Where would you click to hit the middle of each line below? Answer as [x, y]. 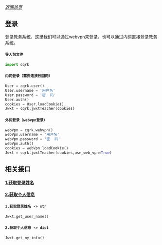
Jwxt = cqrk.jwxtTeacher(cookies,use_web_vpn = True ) [58, 153]
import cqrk [17, 65]
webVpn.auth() [19, 144]
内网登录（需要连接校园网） [29, 76]
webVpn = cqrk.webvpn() [29, 130]
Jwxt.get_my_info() [25, 238]
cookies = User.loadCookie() [35, 104]
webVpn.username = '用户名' [32, 135]
